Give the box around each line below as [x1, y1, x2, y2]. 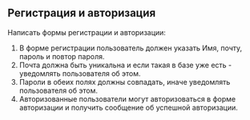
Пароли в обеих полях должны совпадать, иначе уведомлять [18, 77, 231, 86]
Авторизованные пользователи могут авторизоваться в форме [18, 94, 236, 103]
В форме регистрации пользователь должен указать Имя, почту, [18, 43, 243, 53]
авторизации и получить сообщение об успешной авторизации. [18, 102, 238, 112]
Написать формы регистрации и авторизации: [7, 27, 166, 37]
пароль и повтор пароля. [18, 51, 105, 61]
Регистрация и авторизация [7, 6, 156, 20]
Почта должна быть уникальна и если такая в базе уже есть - [18, 60, 232, 70]
